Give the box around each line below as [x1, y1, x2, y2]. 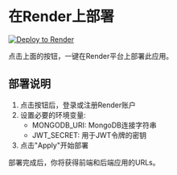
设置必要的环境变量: [19, 110, 86, 119]
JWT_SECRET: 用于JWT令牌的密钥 [31, 130, 147, 140]
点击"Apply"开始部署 [19, 140, 88, 150]
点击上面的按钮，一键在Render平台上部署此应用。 [8, 51, 174, 60]
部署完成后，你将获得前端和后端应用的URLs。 [8, 157, 160, 167]
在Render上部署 [8, 7, 114, 26]
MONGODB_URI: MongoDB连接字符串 [31, 120, 157, 130]
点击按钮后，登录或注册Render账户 [19, 100, 137, 110]
